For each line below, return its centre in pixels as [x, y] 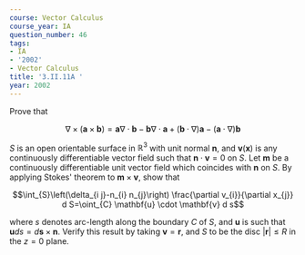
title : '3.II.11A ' [46, 77]
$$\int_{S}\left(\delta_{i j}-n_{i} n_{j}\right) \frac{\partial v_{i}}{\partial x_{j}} [153, 195]
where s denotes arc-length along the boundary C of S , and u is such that [147, 222]
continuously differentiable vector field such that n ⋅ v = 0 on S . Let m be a [149, 158]
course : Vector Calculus [56, 18]
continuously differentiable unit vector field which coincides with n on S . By [151, 168]
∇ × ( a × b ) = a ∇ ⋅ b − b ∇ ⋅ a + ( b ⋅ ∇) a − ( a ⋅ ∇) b [153, 129]
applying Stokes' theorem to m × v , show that [95, 177]
